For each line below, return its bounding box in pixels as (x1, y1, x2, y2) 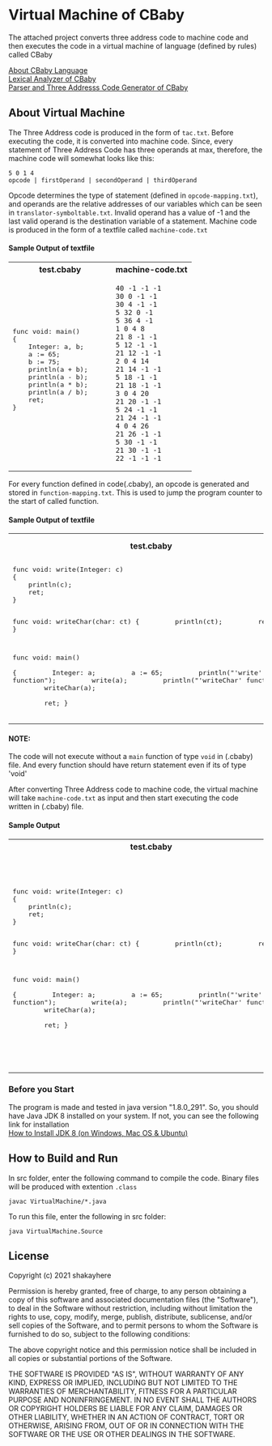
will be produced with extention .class (8, 1181, 138, 1192)
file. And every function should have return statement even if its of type (8, 760, 247, 770)
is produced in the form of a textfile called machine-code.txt (8, 224, 208, 234)
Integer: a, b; (28, 342, 84, 351)
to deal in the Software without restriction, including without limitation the (8, 1303, 253, 1313)
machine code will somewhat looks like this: (8, 153, 155, 163)
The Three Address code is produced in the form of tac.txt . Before (8, 127, 234, 137)
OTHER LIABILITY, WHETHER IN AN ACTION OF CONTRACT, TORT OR (8, 1412, 244, 1423)
